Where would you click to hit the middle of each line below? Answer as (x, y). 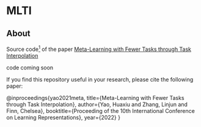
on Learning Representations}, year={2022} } (64, 117)
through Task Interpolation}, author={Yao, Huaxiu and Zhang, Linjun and (97, 104)
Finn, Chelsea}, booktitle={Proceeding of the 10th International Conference (101, 110)
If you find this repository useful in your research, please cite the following (100, 79)
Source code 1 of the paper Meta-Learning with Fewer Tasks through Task (99, 48)
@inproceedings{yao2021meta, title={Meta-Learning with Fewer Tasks (95, 98)
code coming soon (30, 67)
